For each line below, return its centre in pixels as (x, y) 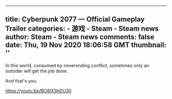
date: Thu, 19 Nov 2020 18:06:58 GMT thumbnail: (86, 45)
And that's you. (21, 81)
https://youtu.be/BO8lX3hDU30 (38, 91)
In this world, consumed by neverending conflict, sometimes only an (77, 65)
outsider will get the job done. (37, 71)
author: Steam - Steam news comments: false (80, 37)
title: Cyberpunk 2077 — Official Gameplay (75, 19)
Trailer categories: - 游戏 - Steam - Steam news (82, 29)
